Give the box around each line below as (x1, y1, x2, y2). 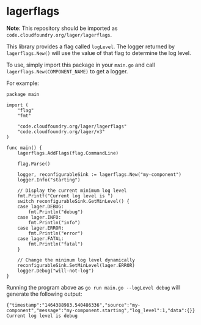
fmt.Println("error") (28, 230, 84, 236)
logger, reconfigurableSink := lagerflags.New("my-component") (17, 171, 182, 178)
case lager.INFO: (17, 214, 62, 221)
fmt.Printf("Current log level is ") (17, 192, 114, 199)
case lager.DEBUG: (17, 203, 64, 210)
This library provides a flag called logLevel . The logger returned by (6, 43, 175, 50)
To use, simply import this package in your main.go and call (6, 61, 155, 68)
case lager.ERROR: (17, 225, 64, 231)
